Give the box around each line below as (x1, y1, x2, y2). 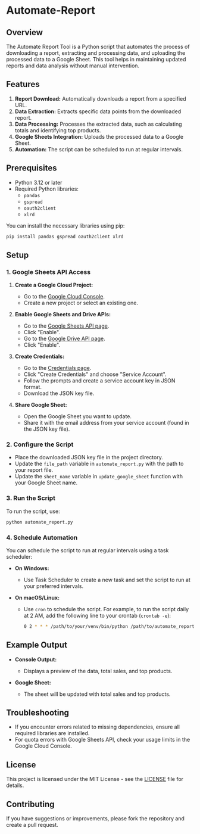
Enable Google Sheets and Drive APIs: (14, 311, 111, 318)
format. (23, 384, 42, 391)
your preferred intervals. (23, 582, 84, 590)
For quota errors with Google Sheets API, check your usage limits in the (14, 736, 190, 743)
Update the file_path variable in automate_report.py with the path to (14, 460, 184, 468)
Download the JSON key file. (23, 390, 95, 397)
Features (6, 79, 40, 89)
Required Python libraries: (14, 185, 79, 192)
